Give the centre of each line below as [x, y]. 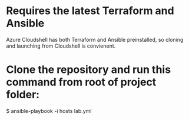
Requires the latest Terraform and [90, 11]
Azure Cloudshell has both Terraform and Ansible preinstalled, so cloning [95, 39]
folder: [23, 95]
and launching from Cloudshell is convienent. [61, 46]
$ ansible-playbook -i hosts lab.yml [49, 111]
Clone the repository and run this [89, 70]
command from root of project [81, 82]
